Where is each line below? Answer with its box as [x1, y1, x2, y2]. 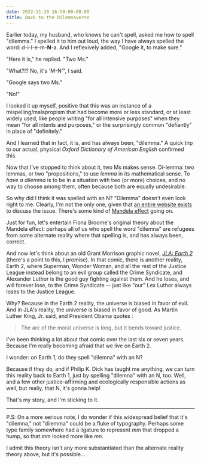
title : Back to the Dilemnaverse [6, 14, 90, 20]
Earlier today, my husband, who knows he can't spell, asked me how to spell [6, 31, 194, 38]
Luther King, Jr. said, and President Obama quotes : [6, 312, 133, 319]
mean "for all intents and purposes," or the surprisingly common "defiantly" [6, 121, 193, 128]
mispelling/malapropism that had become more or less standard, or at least [6, 108, 191, 115]
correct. [6, 238, 26, 245]
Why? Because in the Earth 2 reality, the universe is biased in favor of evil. [6, 299, 189, 307]
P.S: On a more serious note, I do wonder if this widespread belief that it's [6, 413, 188, 421]
